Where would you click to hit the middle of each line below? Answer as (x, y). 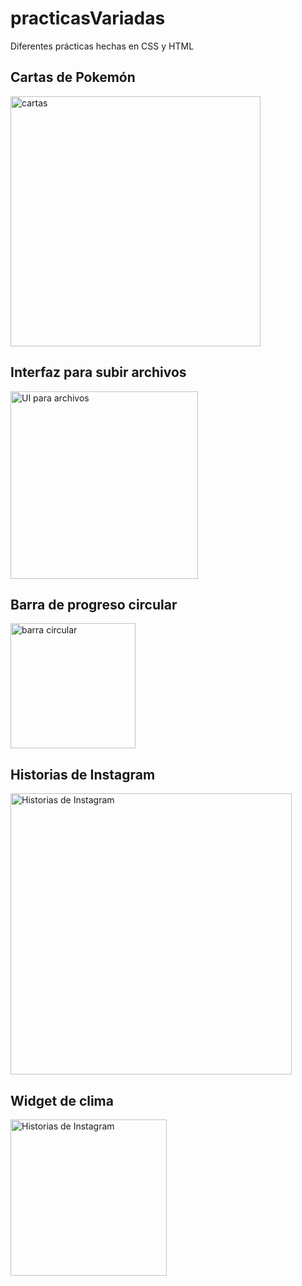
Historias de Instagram (83, 774)
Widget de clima (62, 1100)
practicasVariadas (88, 18)
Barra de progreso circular (94, 604)
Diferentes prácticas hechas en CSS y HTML (102, 46)
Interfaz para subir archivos (98, 372)
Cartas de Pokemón (73, 77)
